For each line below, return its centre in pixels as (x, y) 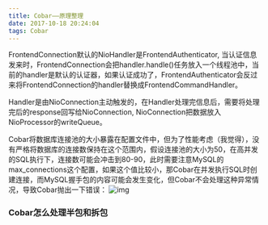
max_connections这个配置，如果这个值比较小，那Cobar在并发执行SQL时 (130, 169)
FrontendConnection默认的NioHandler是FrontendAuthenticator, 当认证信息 (133, 55)
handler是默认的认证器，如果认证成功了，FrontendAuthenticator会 (133, 75)
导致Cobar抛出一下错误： (65, 190)
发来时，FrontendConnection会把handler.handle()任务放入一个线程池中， (130, 65)
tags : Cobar (28, 31)
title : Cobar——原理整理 (46, 16)
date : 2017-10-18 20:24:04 (54, 23)
